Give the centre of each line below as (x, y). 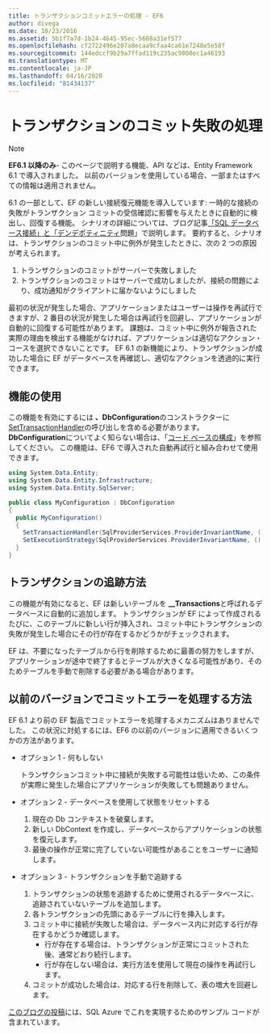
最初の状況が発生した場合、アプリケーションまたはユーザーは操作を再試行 (132, 308)
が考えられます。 (36, 253)
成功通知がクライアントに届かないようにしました (115, 291)
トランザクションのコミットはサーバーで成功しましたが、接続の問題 (133, 280)
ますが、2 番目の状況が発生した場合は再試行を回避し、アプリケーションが (138, 318)
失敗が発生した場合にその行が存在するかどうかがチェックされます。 (121, 633)
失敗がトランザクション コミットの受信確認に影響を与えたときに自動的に (129, 213)
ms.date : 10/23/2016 (43, 31)
